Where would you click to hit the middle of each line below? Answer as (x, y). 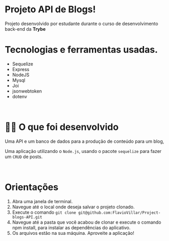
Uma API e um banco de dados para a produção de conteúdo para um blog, (84, 141)
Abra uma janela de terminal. (42, 201)
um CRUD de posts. (24, 157)
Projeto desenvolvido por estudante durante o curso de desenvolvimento (82, 24)
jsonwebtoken (27, 91)
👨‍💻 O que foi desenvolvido (62, 127)
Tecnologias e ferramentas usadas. (81, 50)
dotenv (20, 96)
